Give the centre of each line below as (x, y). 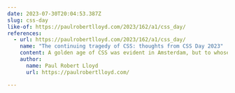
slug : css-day (28, 20)
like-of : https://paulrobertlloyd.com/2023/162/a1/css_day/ (97, 27)
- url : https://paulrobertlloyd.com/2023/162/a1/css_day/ (100, 40)
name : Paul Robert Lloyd (62, 66)
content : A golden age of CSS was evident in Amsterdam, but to (115, 53)
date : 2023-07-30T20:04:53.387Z (54, 14)
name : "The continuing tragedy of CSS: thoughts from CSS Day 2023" (122, 46)
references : (24, 33)
